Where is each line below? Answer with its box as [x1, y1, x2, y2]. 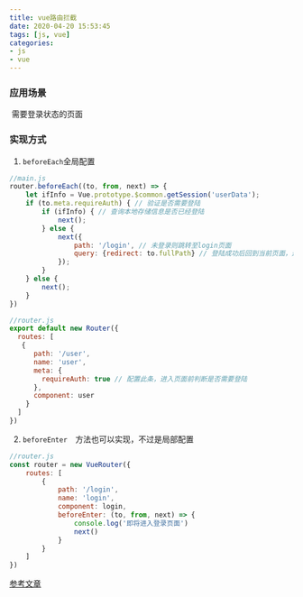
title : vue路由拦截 [9, 13, 78, 23]
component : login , [57, 502, 127, 511]
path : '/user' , [32, 349, 91, 359]
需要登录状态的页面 [11, 109, 83, 120]
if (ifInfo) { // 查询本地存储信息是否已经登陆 [41, 207, 205, 216]
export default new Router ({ [9, 324, 119, 334]
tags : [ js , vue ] [9, 30, 70, 39]
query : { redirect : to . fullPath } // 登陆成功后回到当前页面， [73, 249, 292, 258]
